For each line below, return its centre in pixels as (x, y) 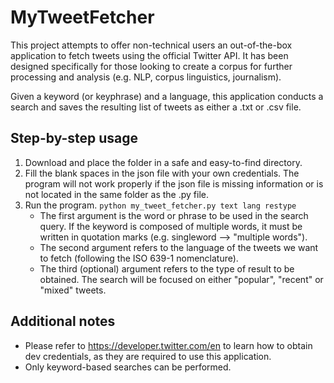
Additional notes (63, 321)
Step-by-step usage (74, 138)
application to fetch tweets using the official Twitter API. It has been (149, 55)
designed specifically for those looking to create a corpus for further (151, 66)
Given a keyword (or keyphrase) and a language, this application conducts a (167, 96)
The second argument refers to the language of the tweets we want (179, 247)
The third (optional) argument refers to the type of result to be (167, 268)
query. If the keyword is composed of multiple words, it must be (171, 226)
